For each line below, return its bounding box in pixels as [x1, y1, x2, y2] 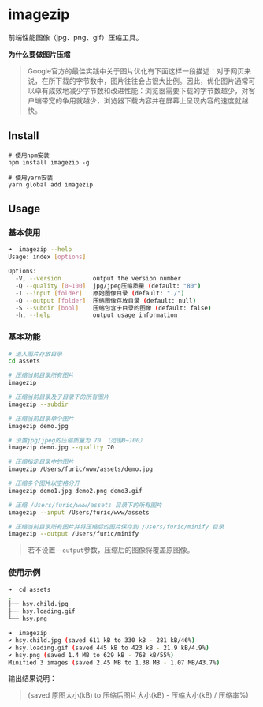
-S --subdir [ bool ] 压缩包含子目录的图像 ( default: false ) [15, 304, 212, 312]
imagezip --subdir [8, 401, 69, 408]
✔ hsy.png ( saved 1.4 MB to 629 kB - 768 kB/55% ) [8, 651, 175, 659]
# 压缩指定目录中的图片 [8, 458, 75, 466]
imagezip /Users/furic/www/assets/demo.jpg [8, 465, 154, 473]
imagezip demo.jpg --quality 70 [8, 444, 114, 452]
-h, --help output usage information [15, 311, 178, 319]
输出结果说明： [8, 674, 57, 683]
